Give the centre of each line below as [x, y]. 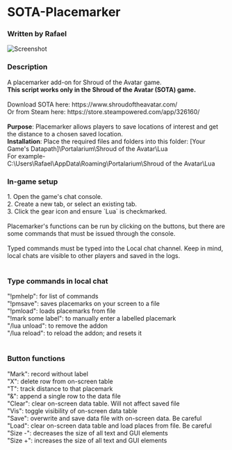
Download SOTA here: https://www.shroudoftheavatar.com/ [92, 104]
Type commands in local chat [58, 281]
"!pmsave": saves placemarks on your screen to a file [83, 304]
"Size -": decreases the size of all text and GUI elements [88, 433]
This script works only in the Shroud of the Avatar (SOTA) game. [102, 89]
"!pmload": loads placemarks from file [61, 311]
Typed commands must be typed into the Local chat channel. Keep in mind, [115, 248]
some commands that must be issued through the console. [91, 234]
